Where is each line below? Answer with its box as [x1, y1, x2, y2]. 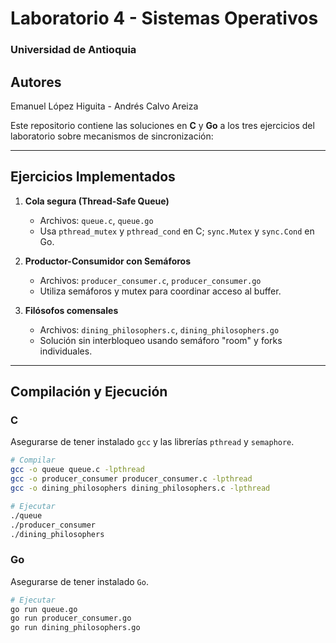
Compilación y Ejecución [10, 383, 168, 401]
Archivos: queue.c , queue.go [39, 214, 154, 226]
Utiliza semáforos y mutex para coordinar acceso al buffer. [39, 285, 282, 297]
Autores [10, 73, 62, 91]
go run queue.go [10, 604, 78, 614]
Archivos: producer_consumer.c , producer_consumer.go [39, 274, 262, 286]
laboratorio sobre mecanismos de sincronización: [10, 130, 214, 142]
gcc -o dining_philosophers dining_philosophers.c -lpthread [10, 483, 271, 494]
